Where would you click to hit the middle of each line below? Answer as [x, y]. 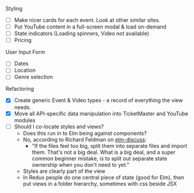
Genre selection [33, 77]
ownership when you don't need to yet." [80, 164]
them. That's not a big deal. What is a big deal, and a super [104, 152]
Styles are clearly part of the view [64, 171]
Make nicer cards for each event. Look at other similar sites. [87, 20]
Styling [14, 9]
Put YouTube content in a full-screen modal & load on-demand [90, 27]
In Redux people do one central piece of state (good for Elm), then [104, 177]
